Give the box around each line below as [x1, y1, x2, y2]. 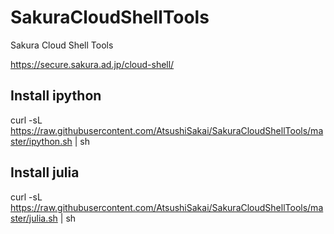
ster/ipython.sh [10, 135, 73, 147]
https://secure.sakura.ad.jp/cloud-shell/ [10, 58, 175, 70]
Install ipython [10, 87, 102, 105]
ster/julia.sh [10, 212, 58, 224]
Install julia [10, 164, 80, 181]
